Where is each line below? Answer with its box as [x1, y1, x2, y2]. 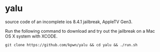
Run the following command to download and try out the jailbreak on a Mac [5, 28, 155, 34]
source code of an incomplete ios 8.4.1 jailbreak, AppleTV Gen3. [5, 19, 132, 25]
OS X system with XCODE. [5, 33, 58, 39]
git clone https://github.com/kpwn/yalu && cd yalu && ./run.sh [5, 42, 138, 47]
